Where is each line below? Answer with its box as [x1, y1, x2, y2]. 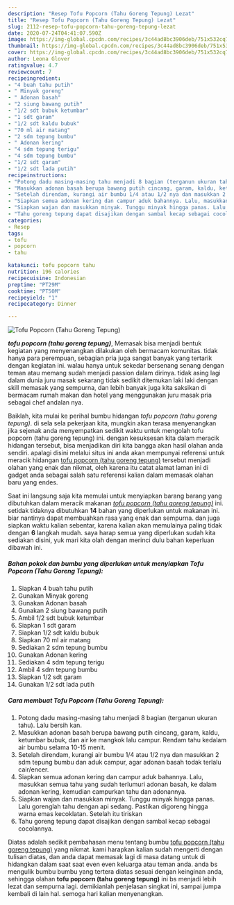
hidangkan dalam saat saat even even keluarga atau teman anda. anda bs [8, 860, 218, 869]
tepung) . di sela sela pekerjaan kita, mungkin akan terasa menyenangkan [8, 419, 217, 427]
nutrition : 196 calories [8, 268, 80, 275]
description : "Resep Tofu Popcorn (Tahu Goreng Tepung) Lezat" [8, 10, 195, 17]
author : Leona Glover [8, 56, 71, 63]
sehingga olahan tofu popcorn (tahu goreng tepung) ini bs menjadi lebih [8, 875, 217, 883]
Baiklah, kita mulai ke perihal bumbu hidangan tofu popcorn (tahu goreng [8, 411, 217, 421]
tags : [8, 230, 24, 237]
